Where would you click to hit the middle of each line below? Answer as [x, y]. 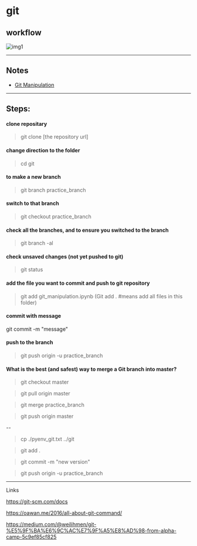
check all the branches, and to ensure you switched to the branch [87, 230]
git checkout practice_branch [56, 217]
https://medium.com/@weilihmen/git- [51, 524]
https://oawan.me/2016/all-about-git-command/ [64, 513]
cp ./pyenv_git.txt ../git [47, 439]
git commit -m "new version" [55, 462]
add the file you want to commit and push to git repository [78, 283]
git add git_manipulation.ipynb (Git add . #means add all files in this [101, 296]
